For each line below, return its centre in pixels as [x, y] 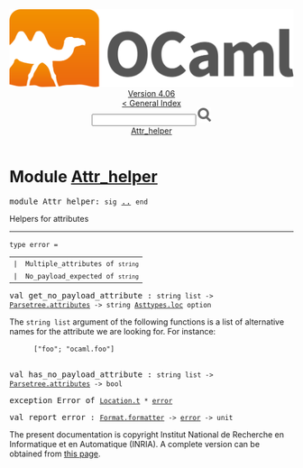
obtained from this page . [55, 454]
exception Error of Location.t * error [91, 400]
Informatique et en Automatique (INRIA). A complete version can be [134, 444]
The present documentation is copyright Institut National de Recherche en [147, 434]
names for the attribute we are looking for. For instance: [113, 331]
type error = [34, 245]
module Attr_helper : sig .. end [79, 202]
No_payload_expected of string [83, 277]
